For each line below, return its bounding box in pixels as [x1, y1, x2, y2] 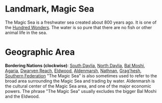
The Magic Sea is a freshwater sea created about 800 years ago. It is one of [5, 19, 157, 25]
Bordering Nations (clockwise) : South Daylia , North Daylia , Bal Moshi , [5, 62, 145, 68]
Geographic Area [5, 47, 75, 58]
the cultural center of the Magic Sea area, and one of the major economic [5, 83, 151, 89]
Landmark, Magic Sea [5, 3, 94, 15]
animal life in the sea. [5, 29, 47, 35]
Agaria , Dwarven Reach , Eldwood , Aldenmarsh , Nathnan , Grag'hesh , [5, 68, 142, 74]
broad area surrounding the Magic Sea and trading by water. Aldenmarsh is [5, 78, 155, 84]
